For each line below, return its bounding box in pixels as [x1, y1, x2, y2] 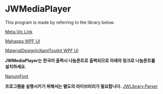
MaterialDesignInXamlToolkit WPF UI [5, 47, 79, 53]
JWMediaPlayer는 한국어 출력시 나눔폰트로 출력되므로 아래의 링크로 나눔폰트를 [5, 57, 155, 63]
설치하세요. [5, 63, 27, 69]
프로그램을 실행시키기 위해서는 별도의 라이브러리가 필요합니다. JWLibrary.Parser [5, 83, 158, 89]
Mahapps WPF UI [5, 38, 41, 44]
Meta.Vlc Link [5, 29, 33, 34]
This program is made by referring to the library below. [5, 19, 115, 25]
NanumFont [5, 73, 29, 79]
